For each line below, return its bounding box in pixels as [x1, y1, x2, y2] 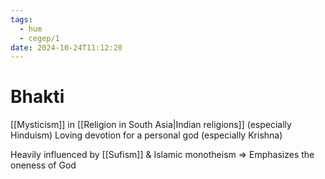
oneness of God [10, 159, 77, 171]
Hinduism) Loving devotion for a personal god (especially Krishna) [10, 129, 283, 141]
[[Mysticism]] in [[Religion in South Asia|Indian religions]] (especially [10, 119, 292, 131]
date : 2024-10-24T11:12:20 [10, 42, 123, 53]
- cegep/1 [19, 33, 60, 43]
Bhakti [10, 86, 65, 108]
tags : [10, 14, 33, 25]
